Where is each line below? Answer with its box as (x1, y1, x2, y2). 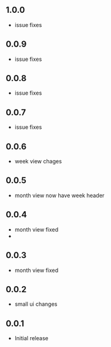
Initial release (14, 335, 48, 342)
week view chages (14, 158, 62, 165)
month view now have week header (14, 192, 105, 199)
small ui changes (14, 300, 58, 308)
